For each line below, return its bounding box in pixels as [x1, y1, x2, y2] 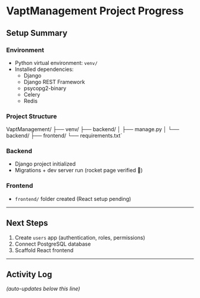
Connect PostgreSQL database [14, 240, 91, 247]
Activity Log [6, 269, 52, 280]
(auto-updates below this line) [6, 285, 80, 293]
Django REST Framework [23, 78, 85, 85]
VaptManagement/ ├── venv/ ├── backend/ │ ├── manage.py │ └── [6, 126, 180, 133]
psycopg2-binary [23, 85, 67, 92]
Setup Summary [6, 28, 68, 38]
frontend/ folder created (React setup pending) [14, 195, 132, 202]
